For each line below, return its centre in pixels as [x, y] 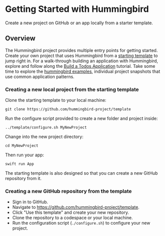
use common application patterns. [40, 76]
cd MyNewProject [22, 146]
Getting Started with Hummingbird [77, 9]
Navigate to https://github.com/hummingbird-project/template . [76, 207]
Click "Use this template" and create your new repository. [70, 212]
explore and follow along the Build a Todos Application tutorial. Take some [80, 66]
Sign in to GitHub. [30, 202]
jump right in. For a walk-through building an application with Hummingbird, [82, 61]
